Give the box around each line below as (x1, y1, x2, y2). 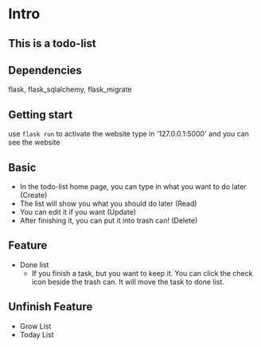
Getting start (8, 108, 73, 121)
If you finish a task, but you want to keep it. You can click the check (31, 268, 253, 278)
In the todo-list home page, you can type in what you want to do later (19, 182, 247, 191)
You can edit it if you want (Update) (19, 207, 137, 217)
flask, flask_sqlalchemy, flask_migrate (8, 85, 133, 94)
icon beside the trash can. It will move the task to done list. (31, 277, 224, 286)
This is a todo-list (8, 37, 97, 50)
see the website (8, 137, 60, 148)
